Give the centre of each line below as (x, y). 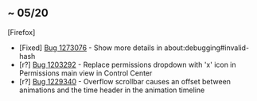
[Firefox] (21, 32)
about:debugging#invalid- (207, 48)
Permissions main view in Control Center (86, 73)
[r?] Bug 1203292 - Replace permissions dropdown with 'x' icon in (127, 64)
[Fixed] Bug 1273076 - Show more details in (91, 48)
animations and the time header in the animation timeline (112, 90)
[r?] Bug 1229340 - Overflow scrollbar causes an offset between (125, 81)
